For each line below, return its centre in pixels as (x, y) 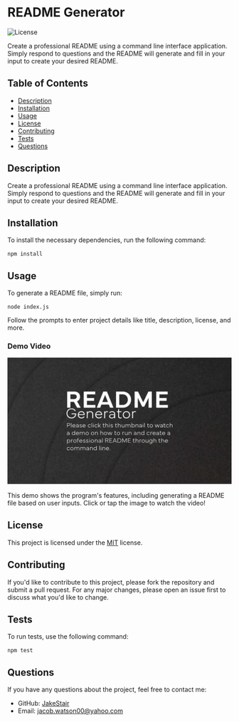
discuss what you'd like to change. (58, 597)
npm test (20, 651)
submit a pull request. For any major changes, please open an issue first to (117, 590)
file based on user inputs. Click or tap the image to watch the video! (107, 503)
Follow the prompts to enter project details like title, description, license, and (119, 320)
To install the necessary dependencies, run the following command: (107, 240)
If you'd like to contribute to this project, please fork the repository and (111, 582)
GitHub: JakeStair (43, 703)
